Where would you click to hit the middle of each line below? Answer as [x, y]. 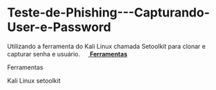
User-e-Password [59, 27]
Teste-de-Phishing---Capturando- [109, 13]
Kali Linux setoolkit [34, 80]
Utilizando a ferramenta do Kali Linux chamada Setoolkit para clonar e [106, 46]
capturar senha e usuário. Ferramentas [67, 54]
